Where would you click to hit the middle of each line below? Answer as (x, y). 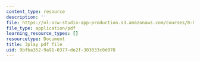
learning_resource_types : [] (42, 34)
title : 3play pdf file (34, 45)
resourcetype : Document (36, 39)
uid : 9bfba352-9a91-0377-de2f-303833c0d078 (61, 50)
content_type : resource (36, 12)
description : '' (26, 17)
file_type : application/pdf (41, 28)
